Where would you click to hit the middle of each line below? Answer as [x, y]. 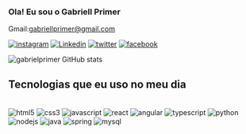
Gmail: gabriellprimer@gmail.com [61, 29]
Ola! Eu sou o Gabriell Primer [64, 12]
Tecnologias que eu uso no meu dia [97, 84]
